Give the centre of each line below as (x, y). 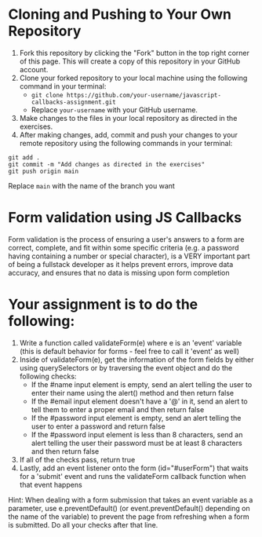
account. (34, 69)
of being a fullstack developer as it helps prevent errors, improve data (121, 264)
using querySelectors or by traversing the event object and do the (126, 367)
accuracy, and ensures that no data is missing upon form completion (119, 272)
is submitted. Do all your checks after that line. (83, 524)
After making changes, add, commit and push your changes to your (128, 134)
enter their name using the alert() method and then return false (132, 393)
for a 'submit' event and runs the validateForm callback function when (133, 476)
